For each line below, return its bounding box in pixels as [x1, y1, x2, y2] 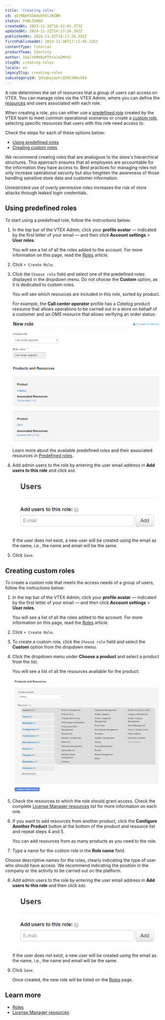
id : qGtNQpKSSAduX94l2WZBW [5, 13, 61, 18]
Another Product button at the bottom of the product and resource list [12, 823, 155, 829]
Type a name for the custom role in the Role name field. [12, 847, 126, 853]
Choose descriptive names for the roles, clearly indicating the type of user [5, 857, 156, 863]
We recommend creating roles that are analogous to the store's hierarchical [5, 154, 159, 160]
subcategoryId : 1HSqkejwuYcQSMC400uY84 [5, 75, 87, 81]
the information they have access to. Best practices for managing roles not [5, 165, 157, 170]
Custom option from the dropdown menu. [12, 644, 98, 650]
